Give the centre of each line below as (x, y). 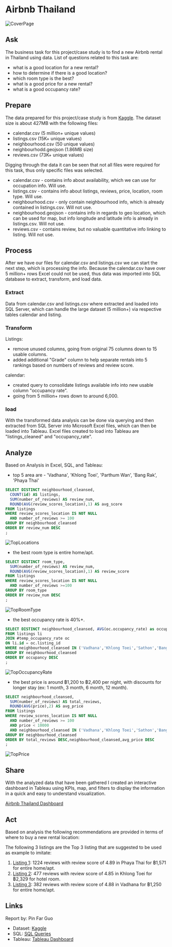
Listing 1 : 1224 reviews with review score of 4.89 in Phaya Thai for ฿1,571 (89, 862)
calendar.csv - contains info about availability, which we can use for (84, 180)
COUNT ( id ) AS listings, (35, 494)
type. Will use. (28, 196)
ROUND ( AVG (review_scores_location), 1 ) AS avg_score (66, 504)
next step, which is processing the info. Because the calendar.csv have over (85, 268)
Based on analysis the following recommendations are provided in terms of (84, 832)
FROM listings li (24, 634)
